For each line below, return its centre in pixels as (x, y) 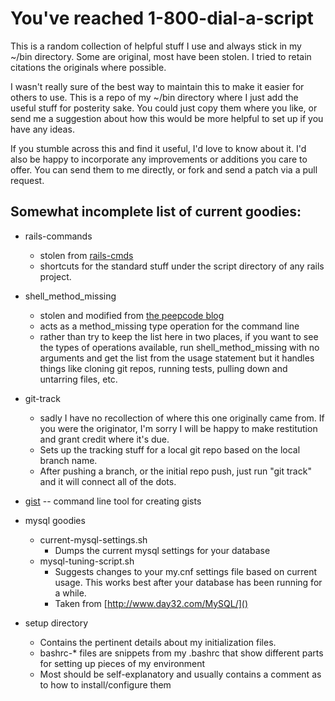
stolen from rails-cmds (86, 255)
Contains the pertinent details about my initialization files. (158, 642)
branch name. (68, 460)
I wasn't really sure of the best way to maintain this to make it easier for (157, 86)
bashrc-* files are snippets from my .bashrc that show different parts (181, 653)
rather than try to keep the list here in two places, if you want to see (179, 336)
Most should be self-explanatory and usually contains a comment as (180, 674)
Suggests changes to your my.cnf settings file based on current (186, 571)
